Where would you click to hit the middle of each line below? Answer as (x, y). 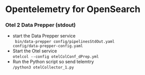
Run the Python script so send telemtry (53, 62)
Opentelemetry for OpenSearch (73, 9)
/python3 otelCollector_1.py (43, 67)
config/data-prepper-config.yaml (48, 46)
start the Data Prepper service (44, 36)
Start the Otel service (35, 51)
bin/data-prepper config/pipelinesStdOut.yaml (65, 42)
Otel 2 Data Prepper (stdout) (40, 25)
